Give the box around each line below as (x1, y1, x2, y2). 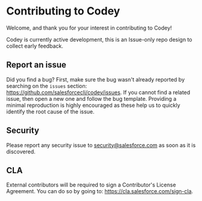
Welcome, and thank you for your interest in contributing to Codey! (6, 24, 172, 31)
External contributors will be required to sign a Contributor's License (6, 181, 176, 188)
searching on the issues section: (6, 82, 87, 89)
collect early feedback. (6, 42, 63, 49)
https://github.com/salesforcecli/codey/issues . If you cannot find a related (6, 89, 191, 96)
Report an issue (6, 60, 66, 70)
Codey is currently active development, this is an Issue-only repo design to (6, 36, 193, 43)
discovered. (6, 148, 36, 155)
